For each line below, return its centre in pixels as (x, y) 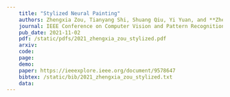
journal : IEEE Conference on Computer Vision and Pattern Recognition (122, 26)
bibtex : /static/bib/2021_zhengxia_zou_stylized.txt (96, 77)
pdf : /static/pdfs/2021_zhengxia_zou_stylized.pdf (93, 39)
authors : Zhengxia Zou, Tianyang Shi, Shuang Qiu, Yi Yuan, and (113, 20)
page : (27, 58)
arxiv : (28, 45)
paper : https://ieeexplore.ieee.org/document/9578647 (97, 70)
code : (27, 52)
